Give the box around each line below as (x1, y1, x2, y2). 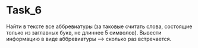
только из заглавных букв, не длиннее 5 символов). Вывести (6, 29, 162, 36)
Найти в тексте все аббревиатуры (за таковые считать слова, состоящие (6, 23, 193, 30)
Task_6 (6, 4, 42, 17)
